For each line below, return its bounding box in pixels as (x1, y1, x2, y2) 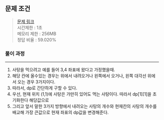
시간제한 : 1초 (17, 24, 42, 30)
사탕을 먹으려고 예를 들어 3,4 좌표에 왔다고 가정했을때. (12, 67, 116, 73)
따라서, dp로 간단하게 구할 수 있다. (12, 85, 78, 91)
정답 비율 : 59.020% (17, 37, 57, 42)
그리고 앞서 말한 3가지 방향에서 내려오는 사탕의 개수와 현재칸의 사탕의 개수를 (12, 103, 157, 109)
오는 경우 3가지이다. (17, 79, 56, 85)
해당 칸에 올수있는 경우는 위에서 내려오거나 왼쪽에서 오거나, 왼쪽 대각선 (12, 73, 146, 79)
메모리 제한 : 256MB (17, 31, 57, 37)
